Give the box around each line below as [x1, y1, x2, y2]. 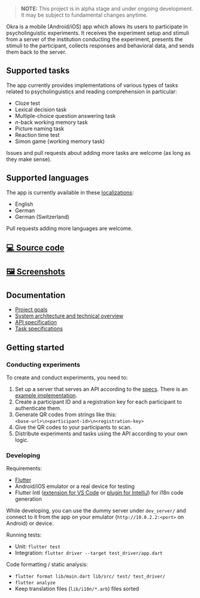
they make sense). [6, 155, 52, 163]
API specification [14, 319, 57, 326]
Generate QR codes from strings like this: [14, 411, 117, 418]
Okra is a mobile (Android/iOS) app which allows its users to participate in [6, 23, 188, 30]
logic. [14, 436, 29, 443]
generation [14, 496, 42, 503]
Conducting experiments [6, 360, 81, 368]
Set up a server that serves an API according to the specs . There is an [14, 385, 188, 392]
